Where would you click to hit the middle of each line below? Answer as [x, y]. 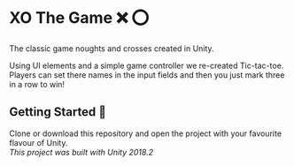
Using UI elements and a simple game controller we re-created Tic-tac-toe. [147, 65]
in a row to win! [37, 84]
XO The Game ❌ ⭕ [79, 18]
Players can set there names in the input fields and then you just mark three [147, 75]
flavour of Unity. [39, 142]
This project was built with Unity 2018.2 [81, 152]
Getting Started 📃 [58, 112]
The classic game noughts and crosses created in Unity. [112, 48]
